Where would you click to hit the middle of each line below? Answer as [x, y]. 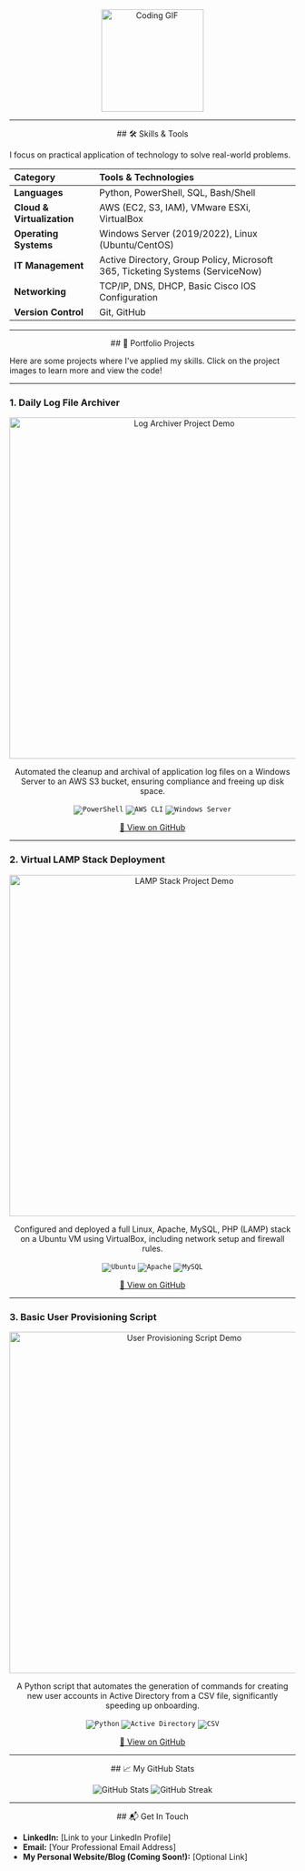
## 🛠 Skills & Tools [152, 134]
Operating [36, 234]
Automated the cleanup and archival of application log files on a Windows [152, 772]
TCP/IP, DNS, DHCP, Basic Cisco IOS [178, 286]
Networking [40, 292]
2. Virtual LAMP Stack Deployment [87, 859]
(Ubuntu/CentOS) [137, 245]
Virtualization [44, 219]
